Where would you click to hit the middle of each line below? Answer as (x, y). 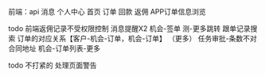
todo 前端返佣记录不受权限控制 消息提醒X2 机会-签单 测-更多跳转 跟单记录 (129, 29)
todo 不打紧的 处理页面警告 (53, 65)
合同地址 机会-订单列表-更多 (55, 48)
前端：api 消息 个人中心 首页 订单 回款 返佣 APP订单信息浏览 (107, 12)
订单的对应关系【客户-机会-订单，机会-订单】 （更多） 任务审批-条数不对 (137, 38)
